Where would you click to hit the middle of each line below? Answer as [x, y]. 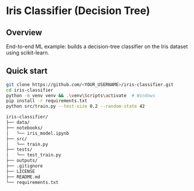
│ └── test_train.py [34, 155]
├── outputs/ [22, 161]
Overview [24, 33]
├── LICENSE [20, 171]
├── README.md [23, 177]
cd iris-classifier [30, 90]
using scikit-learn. [28, 53]
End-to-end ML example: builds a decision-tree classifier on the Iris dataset [97, 46]
